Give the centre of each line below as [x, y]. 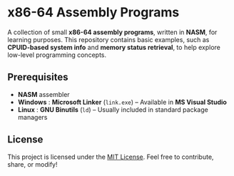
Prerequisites [38, 77]
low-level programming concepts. [57, 55]
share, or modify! [32, 164]
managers [32, 117]
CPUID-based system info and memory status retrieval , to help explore [114, 47]
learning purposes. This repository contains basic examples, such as [108, 39]
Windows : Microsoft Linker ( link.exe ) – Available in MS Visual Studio [122, 102]
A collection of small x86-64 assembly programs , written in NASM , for [112, 32]
